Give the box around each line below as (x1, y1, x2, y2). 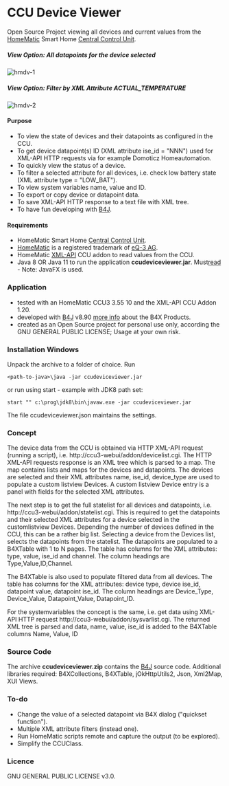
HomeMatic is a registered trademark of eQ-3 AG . (16, 243, 158, 252)
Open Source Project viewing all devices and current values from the (7, 28, 202, 36)
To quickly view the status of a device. (16, 162, 126, 170)
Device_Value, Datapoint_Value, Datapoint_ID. (7, 595, 135, 603)
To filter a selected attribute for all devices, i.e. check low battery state (16, 168, 217, 177)
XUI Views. (7, 677, 38, 686)
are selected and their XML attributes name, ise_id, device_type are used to (7, 473, 221, 481)
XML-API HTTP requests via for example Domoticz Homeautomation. (16, 154, 212, 162)
